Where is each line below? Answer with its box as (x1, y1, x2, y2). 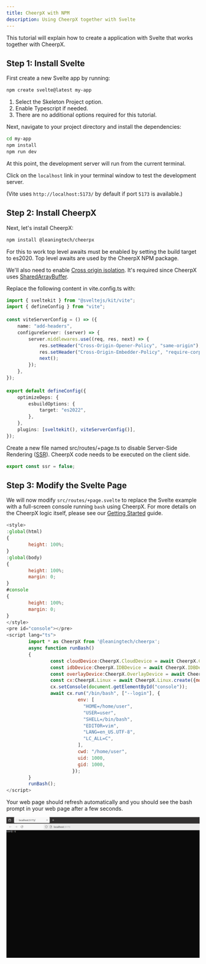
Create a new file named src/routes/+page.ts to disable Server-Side (6, 444, 178, 451)
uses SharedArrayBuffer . (6, 273, 69, 280)
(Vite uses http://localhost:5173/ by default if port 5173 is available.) (6, 190, 183, 197)
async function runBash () (28, 645, 95, 651)
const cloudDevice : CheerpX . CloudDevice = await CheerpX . (50, 658, 199, 664)
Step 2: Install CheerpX (6, 208, 97, 218)
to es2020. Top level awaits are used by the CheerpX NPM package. (6, 254, 179, 262)
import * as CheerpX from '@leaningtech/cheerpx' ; (28, 638, 161, 645)
